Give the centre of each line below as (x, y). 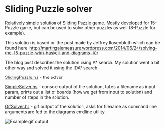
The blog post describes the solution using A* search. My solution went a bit (82, 62)
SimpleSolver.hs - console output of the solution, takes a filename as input (80, 86)
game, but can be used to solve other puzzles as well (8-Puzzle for (88, 27)
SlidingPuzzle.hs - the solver (34, 77)
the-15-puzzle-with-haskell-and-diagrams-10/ (52, 53)
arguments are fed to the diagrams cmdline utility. (55, 112)
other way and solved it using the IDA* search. (52, 68)
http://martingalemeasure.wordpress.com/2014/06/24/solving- (93, 48)
